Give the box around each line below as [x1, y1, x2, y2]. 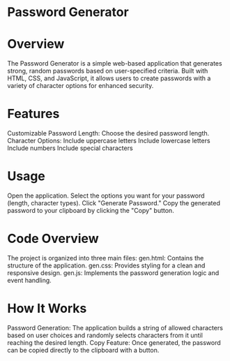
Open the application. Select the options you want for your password [7, 191, 205, 200]
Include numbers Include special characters [7, 144, 134, 152]
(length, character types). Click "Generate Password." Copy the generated [7, 199, 221, 207]
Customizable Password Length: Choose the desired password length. [7, 129, 210, 138]
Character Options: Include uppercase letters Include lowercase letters [7, 137, 210, 145]
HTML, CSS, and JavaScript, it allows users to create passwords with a [7, 74, 211, 82]
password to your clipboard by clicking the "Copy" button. [7, 207, 174, 214]
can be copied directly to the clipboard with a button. [7, 346, 160, 354]
